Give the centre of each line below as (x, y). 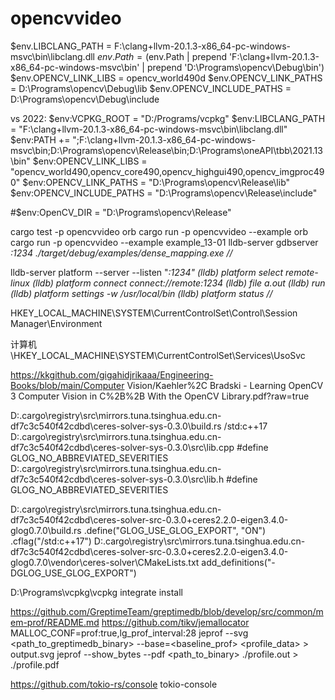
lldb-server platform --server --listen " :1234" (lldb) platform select (147, 272)
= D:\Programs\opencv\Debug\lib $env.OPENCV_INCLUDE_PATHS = (151, 88)
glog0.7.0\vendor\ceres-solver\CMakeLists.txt (105, 562)
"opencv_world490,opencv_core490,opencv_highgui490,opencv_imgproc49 (167, 171)
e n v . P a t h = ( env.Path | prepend (161, 56)
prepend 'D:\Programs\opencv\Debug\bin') (235, 67)
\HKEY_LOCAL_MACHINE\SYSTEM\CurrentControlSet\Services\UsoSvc (158, 355)
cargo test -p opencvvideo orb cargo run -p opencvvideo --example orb (159, 231)
